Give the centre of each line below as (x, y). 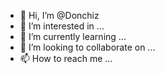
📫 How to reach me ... (66, 58)
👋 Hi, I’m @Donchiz (59, 15)
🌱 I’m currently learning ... (73, 36)
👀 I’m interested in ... (62, 26)
